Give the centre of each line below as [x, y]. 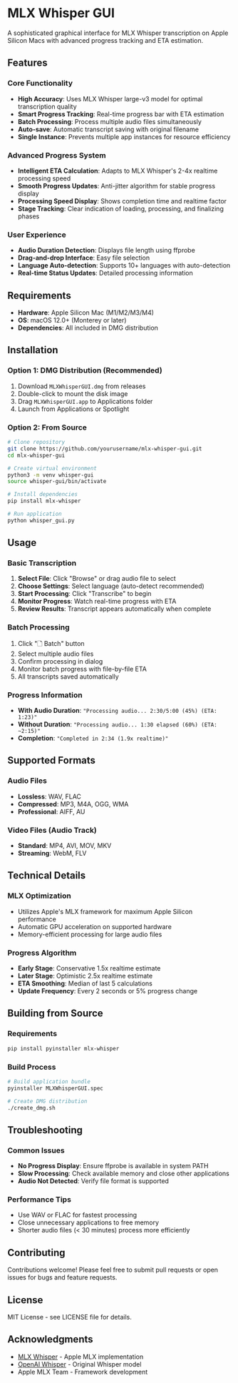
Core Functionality [40, 83]
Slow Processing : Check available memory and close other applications [124, 1174]
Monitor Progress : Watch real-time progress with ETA [97, 602]
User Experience [37, 235]
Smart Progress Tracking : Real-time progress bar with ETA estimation [121, 114]
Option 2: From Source [47, 427]
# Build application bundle [49, 1081]
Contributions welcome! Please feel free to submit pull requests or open [113, 1270]
